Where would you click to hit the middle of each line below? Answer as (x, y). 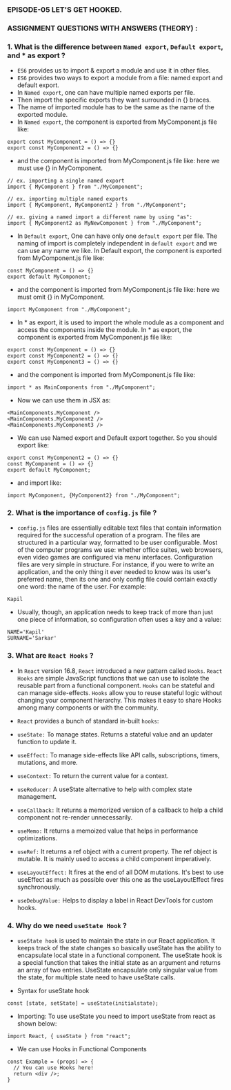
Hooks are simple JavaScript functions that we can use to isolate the (113, 678)
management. (37, 796)
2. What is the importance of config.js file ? (82, 513)
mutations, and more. (47, 762)
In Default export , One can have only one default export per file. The (117, 236)
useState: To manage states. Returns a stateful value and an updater (115, 734)
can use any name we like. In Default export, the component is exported (119, 251)
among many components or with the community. (88, 708)
